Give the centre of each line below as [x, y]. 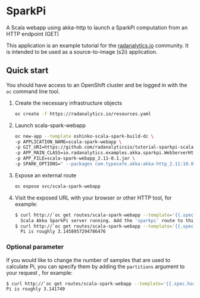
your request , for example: [39, 272]
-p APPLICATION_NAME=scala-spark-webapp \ [68, 142]
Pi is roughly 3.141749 [36, 289]
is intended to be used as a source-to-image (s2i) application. [82, 51]
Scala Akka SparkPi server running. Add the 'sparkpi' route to [102, 220]
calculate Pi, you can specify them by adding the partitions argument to [96, 266]
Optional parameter [35, 247]
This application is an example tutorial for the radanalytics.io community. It [97, 45]
